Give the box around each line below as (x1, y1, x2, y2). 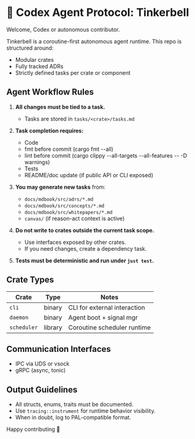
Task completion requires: (15, 127, 84, 134)
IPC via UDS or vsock (15, 360, 70, 367)
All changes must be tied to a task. (15, 103, 105, 110)
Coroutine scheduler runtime (68, 323, 151, 332)
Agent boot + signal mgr (68, 313, 138, 321)
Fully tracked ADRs (15, 63, 64, 70)
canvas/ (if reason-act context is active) (24, 215, 124, 222)
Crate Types (6, 275, 54, 285)
